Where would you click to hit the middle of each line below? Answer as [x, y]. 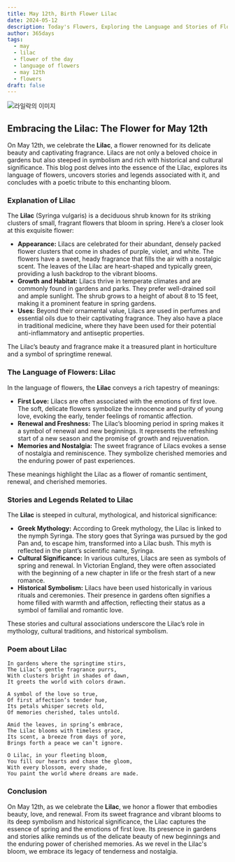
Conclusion [27, 791]
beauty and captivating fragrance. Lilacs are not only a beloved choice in [112, 153]
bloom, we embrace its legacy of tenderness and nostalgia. [93, 851]
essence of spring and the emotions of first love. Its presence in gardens [112, 828]
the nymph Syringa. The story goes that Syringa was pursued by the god [122, 536]
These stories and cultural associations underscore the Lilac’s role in [106, 624]
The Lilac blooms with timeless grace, [65, 731]
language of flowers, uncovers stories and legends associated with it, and [114, 175]
